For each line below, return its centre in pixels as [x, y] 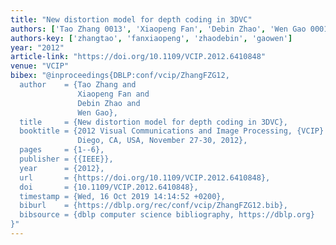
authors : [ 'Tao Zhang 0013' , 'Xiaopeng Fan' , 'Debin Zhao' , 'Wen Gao [158, 29]
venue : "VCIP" [40, 66]
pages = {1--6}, [62, 150]
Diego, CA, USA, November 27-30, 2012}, [162, 141]
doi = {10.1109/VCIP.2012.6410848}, [109, 187]
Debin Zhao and [109, 103]
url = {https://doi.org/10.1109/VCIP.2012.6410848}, [145, 177]
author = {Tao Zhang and [78, 85]
